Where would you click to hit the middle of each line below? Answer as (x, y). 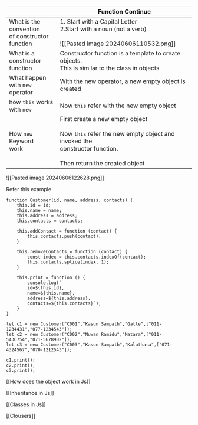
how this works (31, 102)
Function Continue (125, 12)
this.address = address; (47, 215)
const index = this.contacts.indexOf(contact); (87, 257)
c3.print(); (21, 371)
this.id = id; (34, 205)
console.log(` (44, 283)
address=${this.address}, (59, 298)
